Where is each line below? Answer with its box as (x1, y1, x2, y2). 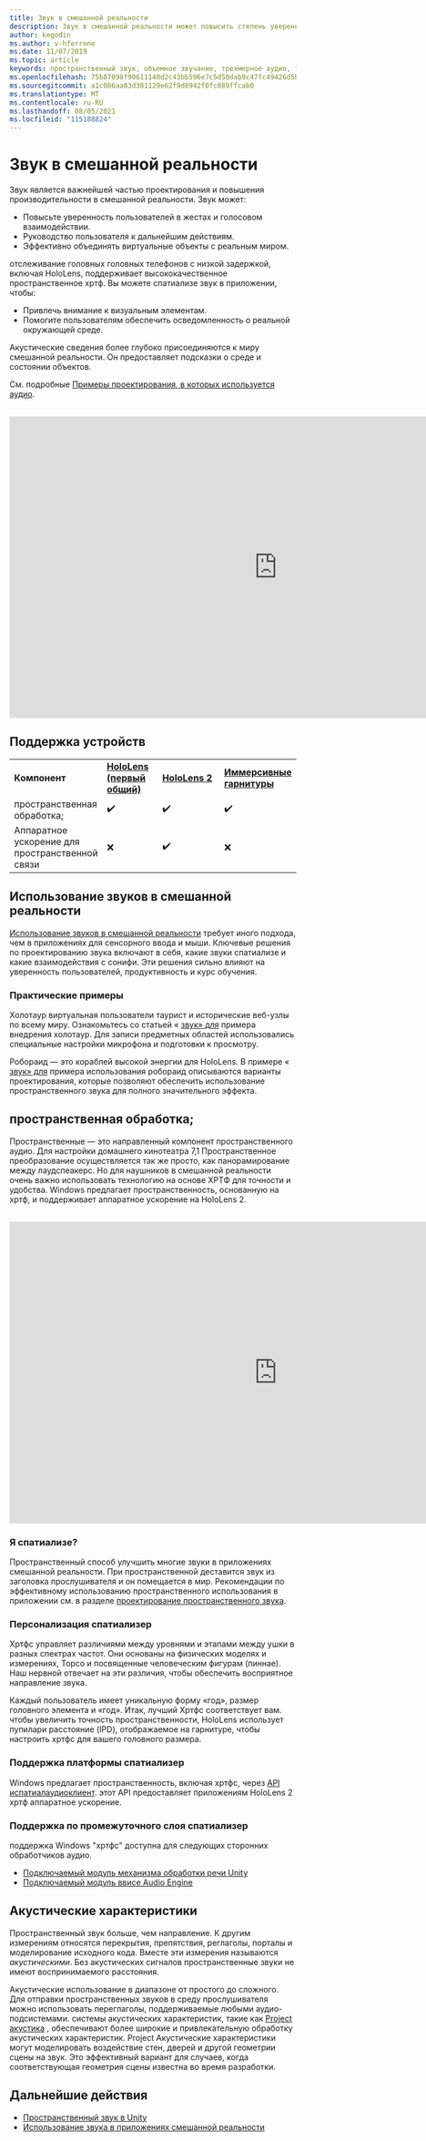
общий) (106, 782, 142, 795)
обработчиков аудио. (9, 1850, 93, 1861)
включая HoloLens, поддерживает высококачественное (9, 268, 228, 279)
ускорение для (14, 835, 80, 848)
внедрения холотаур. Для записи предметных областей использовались (9, 1028, 294, 1039)
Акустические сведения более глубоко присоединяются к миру (9, 342, 259, 353)
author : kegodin (9, 30, 71, 39)
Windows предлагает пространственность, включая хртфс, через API (9, 1777, 280, 1788)
